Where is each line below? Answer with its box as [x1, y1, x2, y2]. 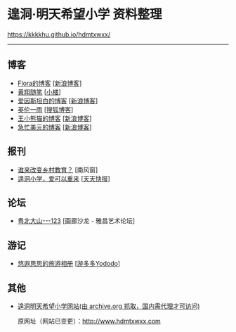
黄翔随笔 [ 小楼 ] [17, 87, 61, 96]
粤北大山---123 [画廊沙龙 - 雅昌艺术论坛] [17, 217, 136, 225]
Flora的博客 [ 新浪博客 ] [17, 79, 82, 87]
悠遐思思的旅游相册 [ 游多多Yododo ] [17, 260, 121, 268]
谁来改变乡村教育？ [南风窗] [17, 165, 98, 174]
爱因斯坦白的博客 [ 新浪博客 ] [17, 96, 98, 105]
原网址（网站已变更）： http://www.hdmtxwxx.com [17, 317, 162, 325]
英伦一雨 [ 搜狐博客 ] [17, 105, 74, 113]
